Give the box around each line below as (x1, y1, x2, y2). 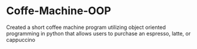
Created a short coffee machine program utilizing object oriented (6, 24, 166, 31)
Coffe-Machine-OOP (6, 4, 112, 18)
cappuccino (6, 36, 36, 43)
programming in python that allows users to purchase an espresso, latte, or (6, 30, 191, 37)
